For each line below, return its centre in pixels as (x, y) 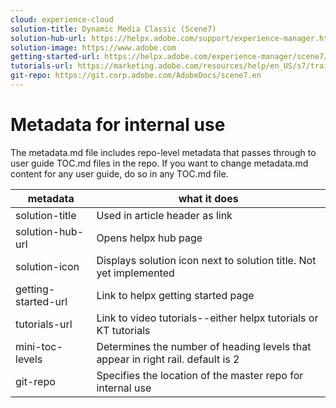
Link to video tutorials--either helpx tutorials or (207, 318)
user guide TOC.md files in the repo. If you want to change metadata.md (159, 163)
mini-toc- (39, 346)
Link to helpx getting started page (175, 295)
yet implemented (135, 273)
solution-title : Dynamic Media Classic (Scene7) (113, 29)
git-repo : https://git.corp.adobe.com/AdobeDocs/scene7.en (136, 76)
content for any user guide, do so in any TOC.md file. (119, 173)
